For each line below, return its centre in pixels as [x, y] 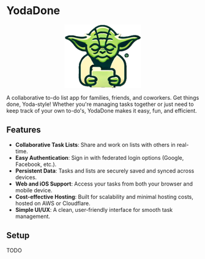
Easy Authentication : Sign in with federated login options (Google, [99, 157]
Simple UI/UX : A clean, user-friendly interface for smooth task [94, 209]
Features [24, 130]
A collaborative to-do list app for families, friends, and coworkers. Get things [103, 97]
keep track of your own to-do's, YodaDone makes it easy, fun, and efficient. [102, 110]
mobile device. [34, 190]
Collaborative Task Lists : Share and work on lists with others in [95, 145]
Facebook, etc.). [36, 164]
